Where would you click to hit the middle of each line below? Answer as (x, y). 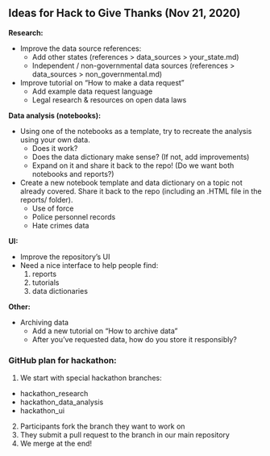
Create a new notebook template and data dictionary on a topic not (131, 182)
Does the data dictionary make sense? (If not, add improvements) (141, 157)
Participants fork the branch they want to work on (102, 426)
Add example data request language (92, 91)
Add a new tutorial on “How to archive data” (105, 331)
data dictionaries (60, 291)
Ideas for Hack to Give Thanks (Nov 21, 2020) (125, 13)
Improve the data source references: (81, 48)
